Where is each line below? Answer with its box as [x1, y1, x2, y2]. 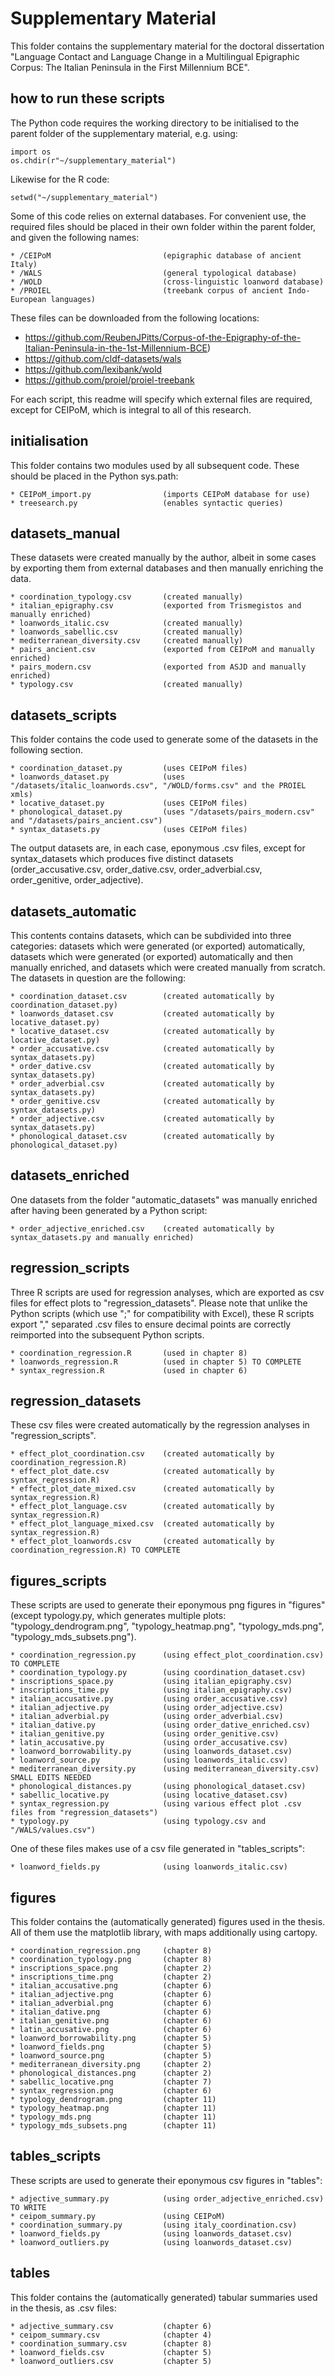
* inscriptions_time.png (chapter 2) [10, 1972, 213, 1982]
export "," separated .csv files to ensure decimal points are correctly [10, 1318, 292, 1330]
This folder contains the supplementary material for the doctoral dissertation [10, 40, 325, 52]
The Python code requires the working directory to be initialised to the [10, 117, 300, 129]
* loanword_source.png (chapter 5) [10, 2051, 213, 2061]
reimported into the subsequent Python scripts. [10, 1328, 205, 1341]
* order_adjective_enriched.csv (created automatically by [10, 1223, 275, 1234]
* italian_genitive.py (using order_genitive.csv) [10, 1729, 280, 1739]
